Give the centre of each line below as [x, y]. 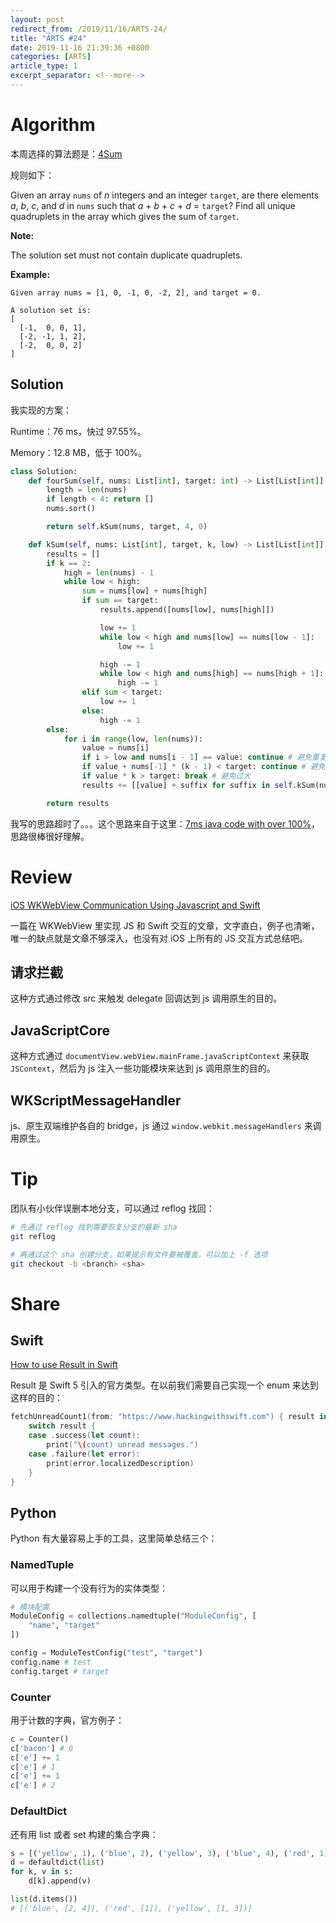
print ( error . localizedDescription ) [120, 1463]
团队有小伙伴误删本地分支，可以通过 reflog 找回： [112, 1208]
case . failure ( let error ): [84, 1454]
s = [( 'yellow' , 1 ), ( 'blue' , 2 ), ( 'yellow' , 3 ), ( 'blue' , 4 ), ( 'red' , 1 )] [171, 1853]
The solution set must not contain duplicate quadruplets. [126, 255]
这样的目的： [36, 1398]
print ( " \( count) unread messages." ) [122, 1445]
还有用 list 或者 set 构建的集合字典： [84, 1834]
